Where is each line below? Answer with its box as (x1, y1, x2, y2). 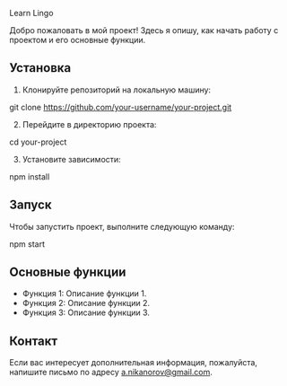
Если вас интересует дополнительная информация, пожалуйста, (9, 357, 258, 368)
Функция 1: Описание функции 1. (22, 288, 147, 299)
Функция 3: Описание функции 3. (22, 307, 151, 318)
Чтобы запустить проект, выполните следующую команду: (9, 221, 235, 232)
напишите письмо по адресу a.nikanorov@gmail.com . (9, 367, 213, 378)
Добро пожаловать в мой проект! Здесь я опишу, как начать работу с (9, 25, 279, 35)
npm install (9, 171, 50, 182)
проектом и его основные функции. (9, 35, 146, 45)
